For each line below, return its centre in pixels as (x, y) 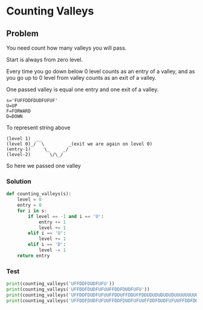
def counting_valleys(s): (39, 194)
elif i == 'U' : (47, 233)
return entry (34, 256)
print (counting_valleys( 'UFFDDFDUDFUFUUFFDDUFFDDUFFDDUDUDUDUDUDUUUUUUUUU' (104, 295)
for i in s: (32, 211)
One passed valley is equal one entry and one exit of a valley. (82, 89)
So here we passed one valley (44, 166)
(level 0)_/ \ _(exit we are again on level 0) (79, 144)
